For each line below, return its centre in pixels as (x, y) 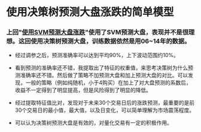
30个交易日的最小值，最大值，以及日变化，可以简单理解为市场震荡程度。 (105, 110)
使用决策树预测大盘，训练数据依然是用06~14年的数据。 (111, 41)
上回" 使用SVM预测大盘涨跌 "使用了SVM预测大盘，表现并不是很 (98, 32)
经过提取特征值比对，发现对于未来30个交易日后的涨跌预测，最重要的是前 (105, 103)
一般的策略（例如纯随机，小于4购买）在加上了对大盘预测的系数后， (108, 83)
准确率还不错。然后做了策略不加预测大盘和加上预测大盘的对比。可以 (104, 76)
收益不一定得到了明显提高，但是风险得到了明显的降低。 (83, 90)
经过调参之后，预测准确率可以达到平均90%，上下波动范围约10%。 (97, 55)
